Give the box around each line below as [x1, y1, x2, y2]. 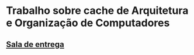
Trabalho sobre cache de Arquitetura [6, 4, 189, 17]
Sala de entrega [6, 39, 64, 49]
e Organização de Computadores [6, 16, 170, 30]
